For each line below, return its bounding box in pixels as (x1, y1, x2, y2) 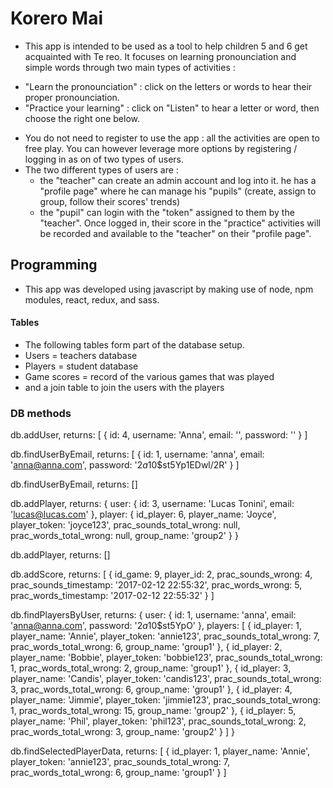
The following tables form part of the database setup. (24, 338, 245, 351)
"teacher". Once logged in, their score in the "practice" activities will (39, 217, 321, 229)
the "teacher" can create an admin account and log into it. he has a (39, 174, 317, 186)
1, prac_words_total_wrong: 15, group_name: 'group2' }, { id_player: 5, (10, 705, 297, 717)
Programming (10, 257, 98, 274)
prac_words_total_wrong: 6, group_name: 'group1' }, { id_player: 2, (10, 641, 283, 653)
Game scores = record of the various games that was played (24, 370, 275, 382)
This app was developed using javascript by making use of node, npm (24, 283, 314, 295)
